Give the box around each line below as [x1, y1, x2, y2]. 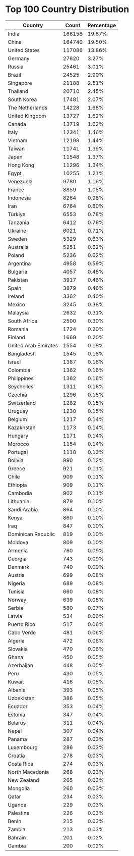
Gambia [8, 842, 26, 849]
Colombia [8, 366, 31, 373]
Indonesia [8, 194, 31, 201]
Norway [8, 596, 27, 603]
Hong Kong [8, 162, 35, 169]
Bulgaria [8, 268, 28, 275]
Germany [8, 55, 30, 62]
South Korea [8, 96, 37, 103]
